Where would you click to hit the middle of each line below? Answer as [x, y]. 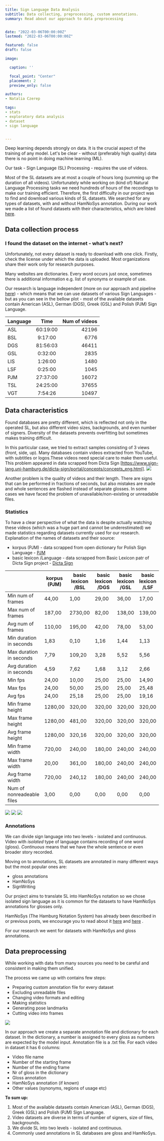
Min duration [22, 638]
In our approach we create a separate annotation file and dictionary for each [82, 1032]
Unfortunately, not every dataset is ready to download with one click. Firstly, [82, 254]
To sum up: [17, 1098]
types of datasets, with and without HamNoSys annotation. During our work [81, 204]
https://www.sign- [140, 463]
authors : [14, 94]
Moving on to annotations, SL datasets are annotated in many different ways [82, 862]
